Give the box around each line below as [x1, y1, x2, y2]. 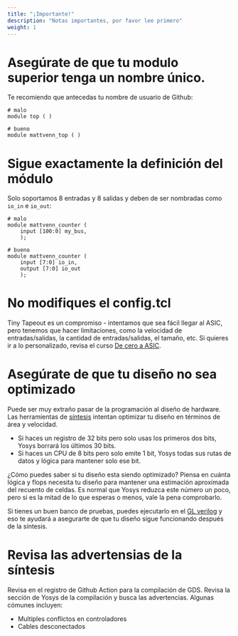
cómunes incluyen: [7, 601, 63, 610]
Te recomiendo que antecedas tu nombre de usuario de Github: [7, 93, 193, 102]
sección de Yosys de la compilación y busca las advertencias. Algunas [7, 593, 215, 602]
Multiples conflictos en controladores [17, 615, 127, 623]
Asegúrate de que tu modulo [7, 54, 179, 71]
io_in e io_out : [7, 202, 52, 210]
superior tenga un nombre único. [7, 69, 206, 85]
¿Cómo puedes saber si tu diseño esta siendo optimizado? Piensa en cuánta [7, 471, 231, 479]
